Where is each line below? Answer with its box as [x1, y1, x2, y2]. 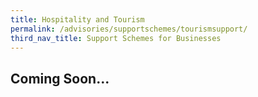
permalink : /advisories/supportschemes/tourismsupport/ [10, 24, 248, 34]
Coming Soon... [10, 70, 110, 87]
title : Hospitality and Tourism [10, 14, 145, 25]
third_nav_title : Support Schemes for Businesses [10, 33, 222, 43]
